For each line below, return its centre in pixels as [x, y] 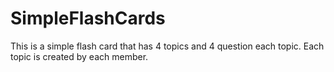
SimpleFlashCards [88, 18]
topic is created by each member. [79, 56]
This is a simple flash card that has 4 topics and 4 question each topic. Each [167, 46]
